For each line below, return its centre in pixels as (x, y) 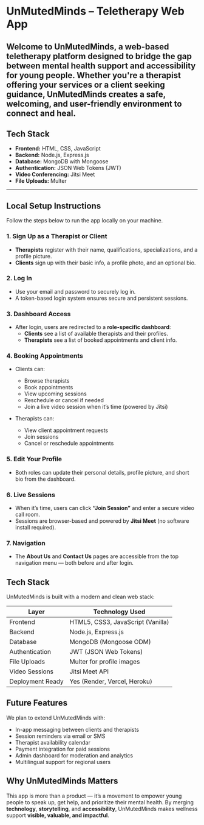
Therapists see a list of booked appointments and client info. (100, 340)
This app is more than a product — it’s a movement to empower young (94, 796)
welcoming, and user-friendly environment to (94, 104)
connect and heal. (41, 113)
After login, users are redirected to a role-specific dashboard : (93, 327)
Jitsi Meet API (89, 671)
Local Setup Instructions (54, 206)
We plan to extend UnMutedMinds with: (56, 718)
